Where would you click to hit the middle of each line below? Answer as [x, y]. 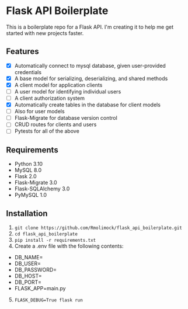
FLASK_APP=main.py [40, 288]
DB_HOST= [28, 276]
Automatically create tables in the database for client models [87, 105]
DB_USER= [27, 263]
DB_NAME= [29, 257]
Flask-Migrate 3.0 [36, 183]
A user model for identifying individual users [68, 91]
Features [22, 52]
